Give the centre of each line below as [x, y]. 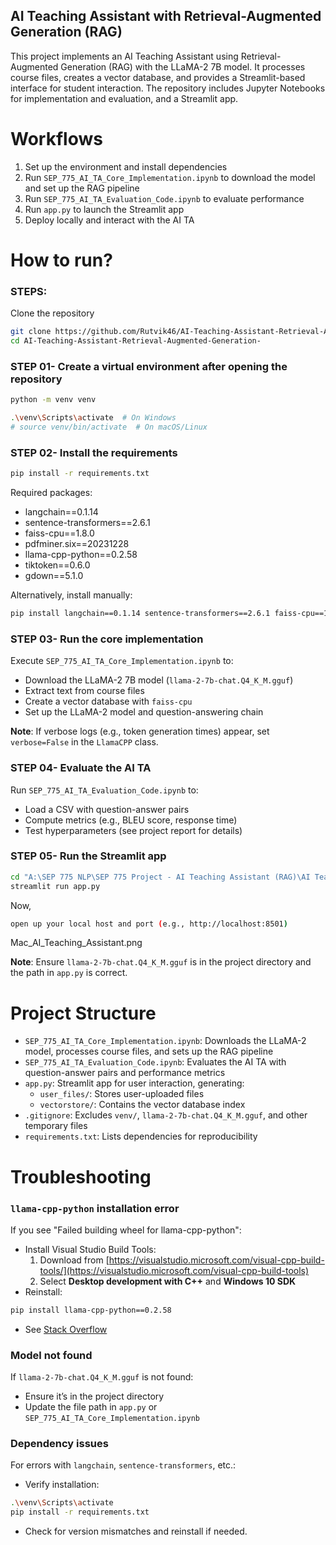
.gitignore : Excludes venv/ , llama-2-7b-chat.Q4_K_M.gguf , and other [166, 1115]
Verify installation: [62, 1485]
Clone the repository [52, 313]
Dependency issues [59, 1443]
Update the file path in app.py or [91, 1407]
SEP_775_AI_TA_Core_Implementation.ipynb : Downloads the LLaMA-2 [165, 1041]
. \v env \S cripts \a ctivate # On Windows [93, 418]
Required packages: [51, 493]
